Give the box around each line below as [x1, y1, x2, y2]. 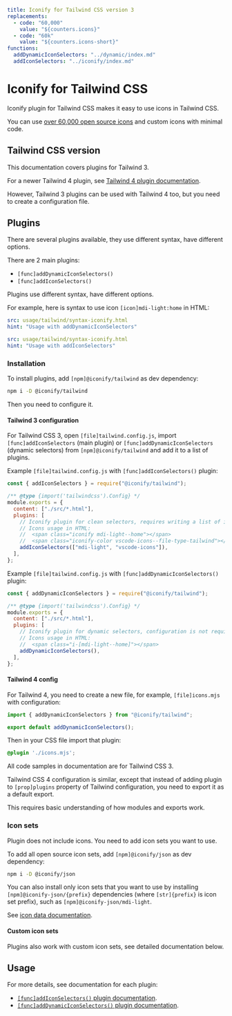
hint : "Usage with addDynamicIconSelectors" [7, 323, 137, 331]
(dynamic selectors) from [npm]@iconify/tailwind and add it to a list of [7, 446, 209, 454]
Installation [7, 358, 46, 368]
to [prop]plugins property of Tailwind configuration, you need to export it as [7, 783, 224, 791]
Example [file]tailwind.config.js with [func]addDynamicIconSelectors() [7, 569, 219, 577]
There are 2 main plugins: [7, 256, 80, 265]
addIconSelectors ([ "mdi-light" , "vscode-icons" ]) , [19, 544, 168, 551]
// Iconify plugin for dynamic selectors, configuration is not [19, 629, 209, 635]
